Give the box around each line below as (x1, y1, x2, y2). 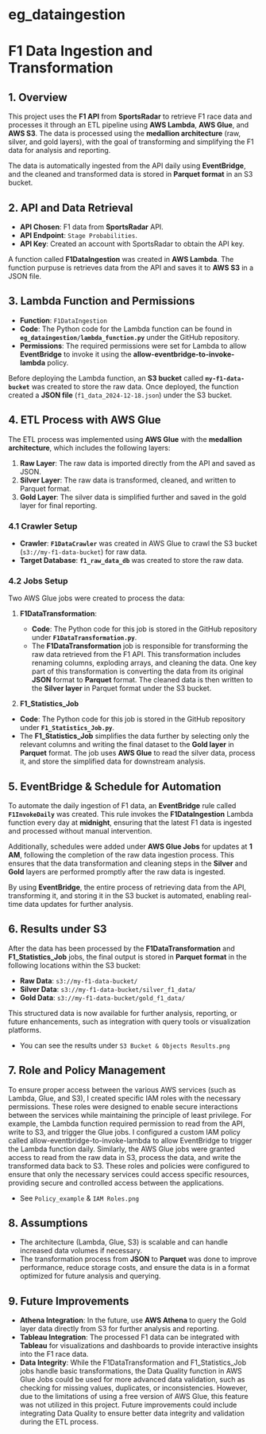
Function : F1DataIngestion (19, 315, 107, 325)
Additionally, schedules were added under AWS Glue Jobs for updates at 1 (8, 842, 253, 851)
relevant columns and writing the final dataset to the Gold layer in (19, 740, 234, 749)
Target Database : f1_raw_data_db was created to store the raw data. (19, 555, 244, 565)
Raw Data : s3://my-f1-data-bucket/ (19, 975, 138, 985)
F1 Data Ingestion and (8, 42, 153, 61)
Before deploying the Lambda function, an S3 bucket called (8, 373, 204, 383)
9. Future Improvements (8, 1294, 129, 1307)
